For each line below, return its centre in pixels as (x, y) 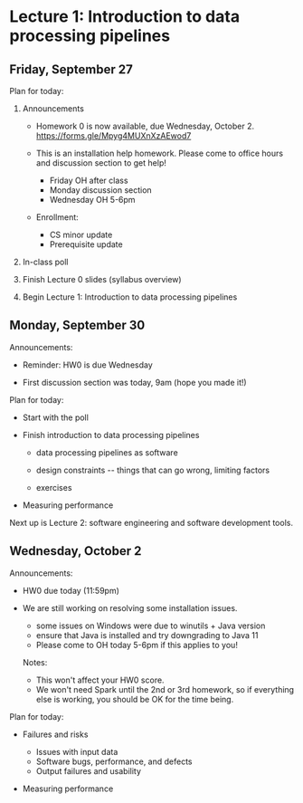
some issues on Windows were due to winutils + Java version (151, 626)
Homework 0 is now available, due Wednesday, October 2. (145, 126)
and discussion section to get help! (101, 163)
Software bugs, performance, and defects (114, 761)
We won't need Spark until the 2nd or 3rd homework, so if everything (165, 689)
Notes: (35, 662)
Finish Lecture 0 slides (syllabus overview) (102, 279)
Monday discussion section (100, 190)
